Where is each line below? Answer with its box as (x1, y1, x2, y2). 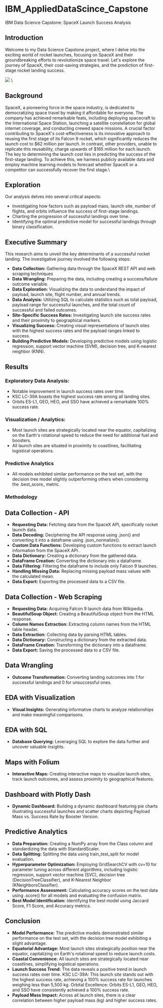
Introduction (5, 34, 44, 42)
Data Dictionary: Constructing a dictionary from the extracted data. (12, 637, 147, 643)
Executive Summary (5, 238, 67, 246)
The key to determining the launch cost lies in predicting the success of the (5, 151, 156, 157)
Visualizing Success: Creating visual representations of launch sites (12, 323, 149, 329)
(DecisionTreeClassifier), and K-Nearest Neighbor (12, 877, 112, 883)
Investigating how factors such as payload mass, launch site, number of (12, 203, 156, 209)
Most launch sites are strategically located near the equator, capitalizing (12, 427, 156, 433)
